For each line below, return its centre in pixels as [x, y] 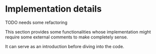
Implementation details [54, 9]
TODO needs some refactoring [36, 22]
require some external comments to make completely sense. [67, 37]
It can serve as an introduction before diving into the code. [65, 46]
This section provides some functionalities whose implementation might [78, 32]
